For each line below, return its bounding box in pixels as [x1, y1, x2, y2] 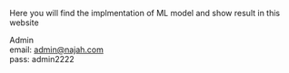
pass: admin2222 [9, 54, 75, 64]
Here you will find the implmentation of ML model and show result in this [9, 8, 280, 18]
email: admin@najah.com [9, 44, 105, 55]
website [9, 17, 39, 28]
